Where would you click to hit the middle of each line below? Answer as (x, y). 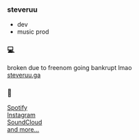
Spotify (17, 107)
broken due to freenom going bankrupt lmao (69, 67)
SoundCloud (25, 122)
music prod (33, 32)
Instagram (21, 115)
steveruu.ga (24, 75)
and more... (23, 129)
